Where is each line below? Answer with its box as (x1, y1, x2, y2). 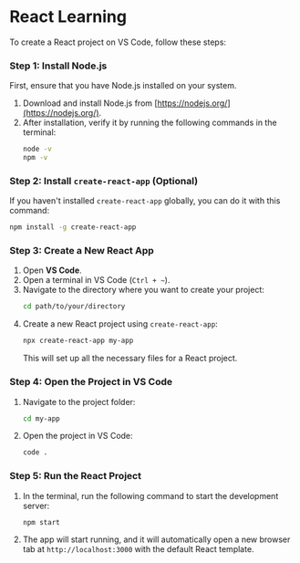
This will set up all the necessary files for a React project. (22, 353, 238, 364)
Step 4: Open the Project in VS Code (9, 376, 173, 389)
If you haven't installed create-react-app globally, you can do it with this (9, 195, 281, 206)
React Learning (9, 6, 128, 27)
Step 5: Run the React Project (9, 470, 141, 483)
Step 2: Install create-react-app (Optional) (9, 174, 199, 187)
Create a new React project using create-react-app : (22, 318, 219, 329)
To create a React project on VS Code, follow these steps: (9, 36, 226, 47)
